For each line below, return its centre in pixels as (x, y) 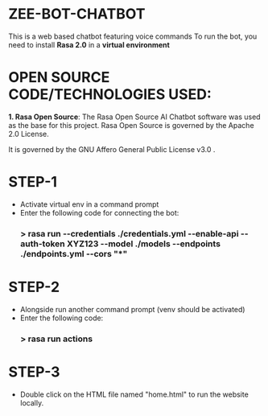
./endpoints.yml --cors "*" (74, 253)
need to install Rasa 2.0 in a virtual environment (89, 44)
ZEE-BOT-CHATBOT (77, 14)
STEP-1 (33, 182)
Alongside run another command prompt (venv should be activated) (132, 309)
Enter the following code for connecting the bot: (99, 212)
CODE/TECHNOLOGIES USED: (110, 95)
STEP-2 (34, 287)
